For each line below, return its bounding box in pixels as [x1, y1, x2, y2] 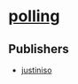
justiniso [20, 65, 52, 75]
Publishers [8, 42, 69, 57]
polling [8, 6, 60, 27]
